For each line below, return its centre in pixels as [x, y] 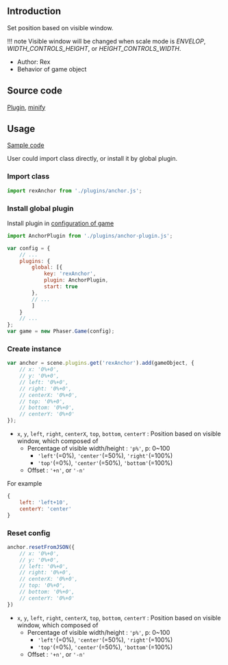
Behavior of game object [52, 69]
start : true [61, 287]
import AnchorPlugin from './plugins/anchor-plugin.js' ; [90, 236]
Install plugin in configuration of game [61, 223]
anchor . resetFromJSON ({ [41, 547]
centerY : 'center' [46, 509]
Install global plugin [40, 208]
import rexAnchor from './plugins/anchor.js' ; [75, 191]
